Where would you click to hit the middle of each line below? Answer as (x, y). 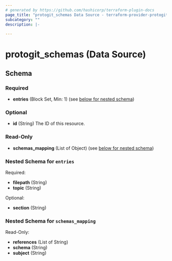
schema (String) (30, 248)
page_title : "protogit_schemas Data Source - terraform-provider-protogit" (88, 15)
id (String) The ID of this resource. (49, 124)
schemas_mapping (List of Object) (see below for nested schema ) (83, 148)
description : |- (23, 24)
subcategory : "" (23, 19)
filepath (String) (30, 182)
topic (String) (27, 188)
